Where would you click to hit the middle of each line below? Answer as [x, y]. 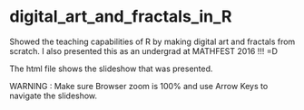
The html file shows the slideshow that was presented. [111, 69]
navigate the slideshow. [54, 96]
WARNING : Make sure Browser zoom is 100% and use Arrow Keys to [139, 86]
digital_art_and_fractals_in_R [121, 17]
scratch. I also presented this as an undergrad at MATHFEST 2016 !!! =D [144, 50]
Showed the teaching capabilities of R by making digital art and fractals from [152, 41]
